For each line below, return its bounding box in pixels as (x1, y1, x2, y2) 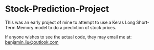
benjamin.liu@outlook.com (5, 39, 59, 45)
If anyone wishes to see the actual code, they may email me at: (5, 34, 132, 40)
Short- (136, 19, 150, 25)
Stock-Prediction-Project (5, 3, 109, 15)
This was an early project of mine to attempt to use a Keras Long (5, 19, 135, 25)
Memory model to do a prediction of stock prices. (16, 24, 116, 30)
